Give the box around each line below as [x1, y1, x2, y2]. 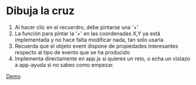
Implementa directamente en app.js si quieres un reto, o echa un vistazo [14, 55, 191, 62]
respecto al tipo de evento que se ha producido [14, 48, 130, 55]
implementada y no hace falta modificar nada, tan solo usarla [14, 36, 164, 43]
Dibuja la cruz [6, 4, 75, 18]
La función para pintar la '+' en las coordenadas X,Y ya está [14, 30, 161, 37]
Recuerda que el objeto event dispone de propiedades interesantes [14, 42, 178, 50]
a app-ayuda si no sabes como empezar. [14, 61, 114, 68]
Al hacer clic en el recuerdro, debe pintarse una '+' [14, 24, 139, 31]
